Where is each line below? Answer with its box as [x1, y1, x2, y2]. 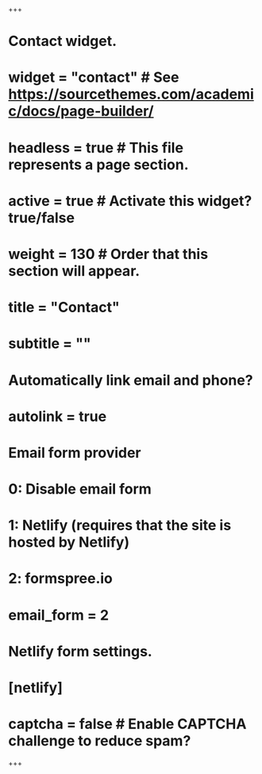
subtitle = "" [8, 335, 91, 353]
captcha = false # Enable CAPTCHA [8, 715, 247, 733]
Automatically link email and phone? [8, 371, 253, 389]
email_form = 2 [8, 606, 110, 624]
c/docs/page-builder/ [8, 103, 154, 120]
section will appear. [8, 261, 141, 280]
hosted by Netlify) [8, 533, 129, 551]
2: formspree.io [8, 570, 114, 588]
